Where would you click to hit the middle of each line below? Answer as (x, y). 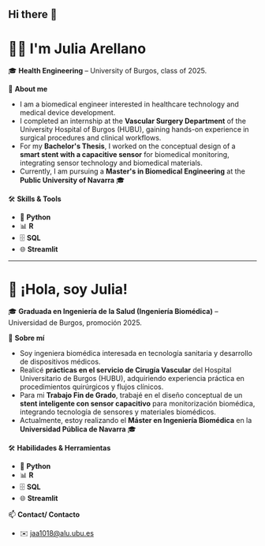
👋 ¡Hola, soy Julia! (68, 289)
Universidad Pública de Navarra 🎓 (78, 429)
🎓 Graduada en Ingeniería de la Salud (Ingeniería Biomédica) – (113, 312)
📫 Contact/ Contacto (44, 514)
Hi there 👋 (33, 15)
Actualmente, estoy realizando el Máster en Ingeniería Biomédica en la (136, 421)
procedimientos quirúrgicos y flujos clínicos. (91, 387)
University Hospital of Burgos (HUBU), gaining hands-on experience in (134, 129)
